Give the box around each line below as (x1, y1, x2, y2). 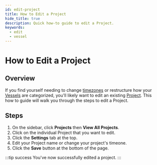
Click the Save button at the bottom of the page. (12, 145, 109, 151)
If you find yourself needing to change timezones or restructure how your (5, 87, 152, 93)
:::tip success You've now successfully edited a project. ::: (5, 154, 122, 160)
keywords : (5, 25, 25, 30)
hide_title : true (5, 16, 40, 21)
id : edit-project (5, 7, 40, 12)
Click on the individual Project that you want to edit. (12, 130, 116, 135)
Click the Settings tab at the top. (12, 134, 78, 141)
